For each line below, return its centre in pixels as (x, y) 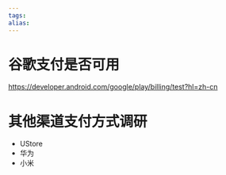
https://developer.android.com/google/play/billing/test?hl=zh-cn (113, 87)
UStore (31, 144)
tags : (17, 15)
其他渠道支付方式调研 (78, 122)
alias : (19, 23)
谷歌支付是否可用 (64, 65)
